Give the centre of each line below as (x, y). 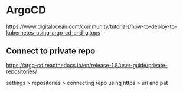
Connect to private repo (51, 51)
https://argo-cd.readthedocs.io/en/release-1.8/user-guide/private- (87, 65)
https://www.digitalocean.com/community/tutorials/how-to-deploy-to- (91, 26)
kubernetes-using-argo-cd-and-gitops (53, 32)
